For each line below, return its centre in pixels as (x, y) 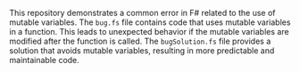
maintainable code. (45, 60)
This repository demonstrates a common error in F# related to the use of (142, 13)
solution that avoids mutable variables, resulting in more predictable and (142, 51)
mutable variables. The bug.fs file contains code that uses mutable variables (150, 22)
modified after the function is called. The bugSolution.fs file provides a (140, 41)
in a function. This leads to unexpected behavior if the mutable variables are (149, 32)
